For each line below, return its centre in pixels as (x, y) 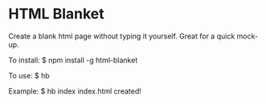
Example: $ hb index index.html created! (75, 91)
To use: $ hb (29, 75)
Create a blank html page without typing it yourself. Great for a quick (122, 36)
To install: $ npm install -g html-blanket (73, 60)
